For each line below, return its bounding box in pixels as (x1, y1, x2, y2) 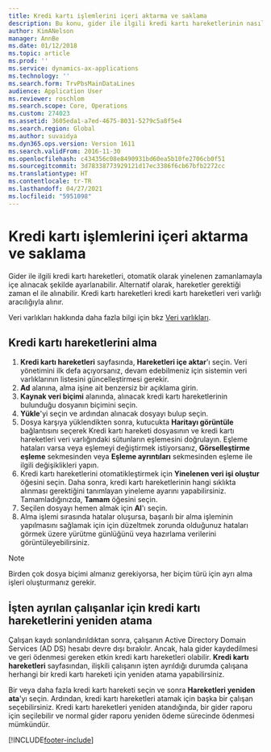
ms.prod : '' (8, 57, 48, 65)
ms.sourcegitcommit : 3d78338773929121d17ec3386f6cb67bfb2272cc (8, 163, 226, 171)
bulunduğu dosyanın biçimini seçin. (19, 400, 138, 410)
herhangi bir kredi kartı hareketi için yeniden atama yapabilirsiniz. (8, 670, 225, 679)
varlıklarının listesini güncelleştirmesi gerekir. (19, 374, 169, 384)
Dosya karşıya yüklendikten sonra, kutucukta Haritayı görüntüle (19, 417, 234, 427)
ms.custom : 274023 (8, 110, 70, 118)
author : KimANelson (8, 27, 74, 35)
